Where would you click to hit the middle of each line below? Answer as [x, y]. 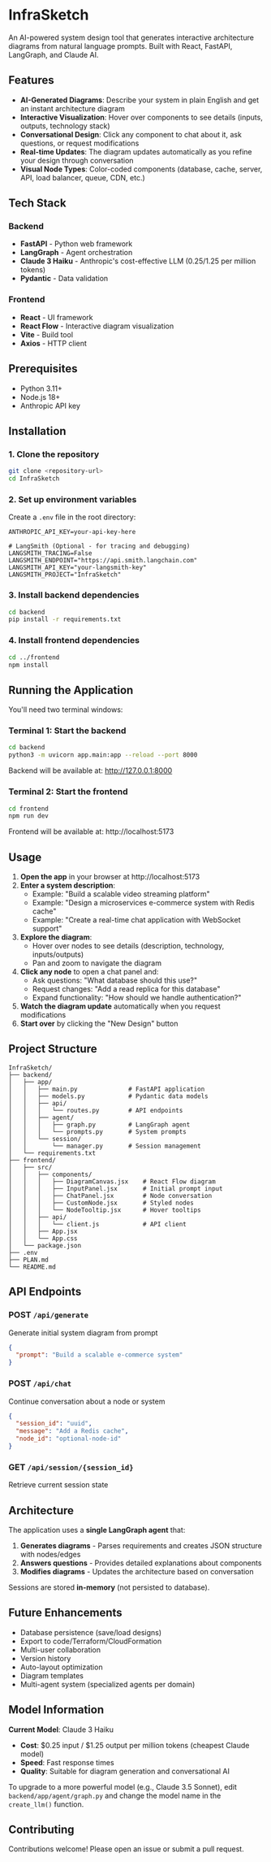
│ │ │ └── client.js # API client [97, 1224]
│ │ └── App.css [43, 1238]
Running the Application [71, 690]
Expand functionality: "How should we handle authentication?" [137, 998]
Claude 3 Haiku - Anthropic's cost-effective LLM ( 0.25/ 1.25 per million [138, 261]
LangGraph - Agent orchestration [76, 253]
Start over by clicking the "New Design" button [99, 1024]
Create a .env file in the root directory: [72, 517]
